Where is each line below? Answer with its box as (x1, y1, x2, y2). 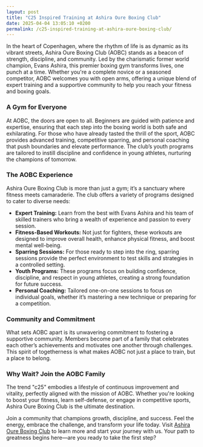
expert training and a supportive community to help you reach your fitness (6, 81, 192, 89)
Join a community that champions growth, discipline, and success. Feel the (6, 415, 195, 422)
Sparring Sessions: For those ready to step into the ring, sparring (15, 248, 180, 255)
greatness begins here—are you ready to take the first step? (6, 434, 156, 442)
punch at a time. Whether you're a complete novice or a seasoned (6, 68, 171, 76)
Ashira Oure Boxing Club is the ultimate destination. (6, 403, 135, 411)
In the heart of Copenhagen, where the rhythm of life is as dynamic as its (6, 43, 189, 50)
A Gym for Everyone (6, 103, 67, 111)
